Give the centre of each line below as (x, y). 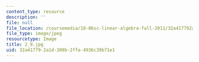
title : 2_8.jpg (25, 45)
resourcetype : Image (32, 39)
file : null (20, 22)
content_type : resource (36, 12)
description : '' (26, 17)
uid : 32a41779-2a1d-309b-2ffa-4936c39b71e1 (61, 50)
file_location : (25, 28)
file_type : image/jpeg (34, 34)
